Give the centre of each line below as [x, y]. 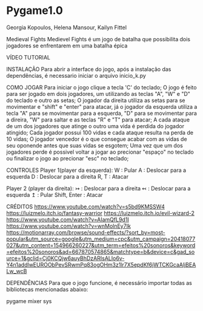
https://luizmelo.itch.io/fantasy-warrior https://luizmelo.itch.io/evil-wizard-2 [101, 213]
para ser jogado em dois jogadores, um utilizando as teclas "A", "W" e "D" [98, 94]
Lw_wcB [17, 271]
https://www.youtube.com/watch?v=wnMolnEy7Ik [69, 226]
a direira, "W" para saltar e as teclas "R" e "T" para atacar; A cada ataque [98, 120]
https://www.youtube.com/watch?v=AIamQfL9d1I [68, 219]
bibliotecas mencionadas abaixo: [47, 289]
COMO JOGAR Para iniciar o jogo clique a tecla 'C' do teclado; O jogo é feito [101, 87]
